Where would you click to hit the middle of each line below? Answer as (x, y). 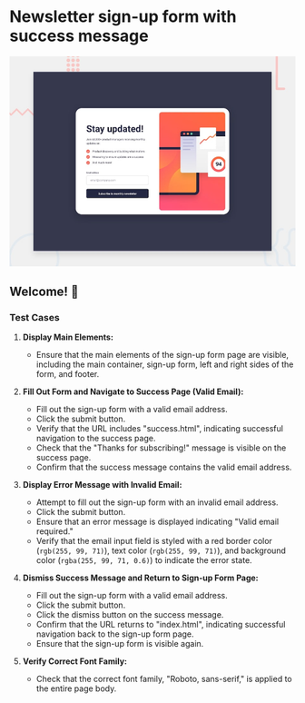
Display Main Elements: (68, 337)
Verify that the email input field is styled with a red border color (154, 541)
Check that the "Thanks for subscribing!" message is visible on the (161, 448)
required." (55, 531)
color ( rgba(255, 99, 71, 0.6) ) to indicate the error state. (144, 560)
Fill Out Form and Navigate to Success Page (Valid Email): (133, 391)
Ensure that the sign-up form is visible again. (120, 644)
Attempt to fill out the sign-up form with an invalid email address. (157, 502)
